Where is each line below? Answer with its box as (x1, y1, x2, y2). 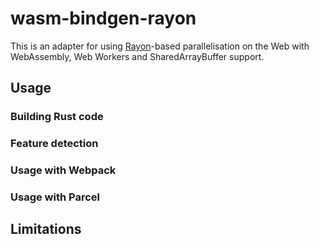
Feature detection (10, 137, 99, 151)
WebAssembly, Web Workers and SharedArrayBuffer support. (10, 50, 265, 62)
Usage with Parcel (10, 190, 100, 204)
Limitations (10, 221, 82, 238)
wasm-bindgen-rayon (10, 7, 197, 30)
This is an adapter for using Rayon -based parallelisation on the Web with (10, 40, 310, 52)
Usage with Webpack (10, 163, 117, 177)
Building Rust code (10, 110, 104, 124)
